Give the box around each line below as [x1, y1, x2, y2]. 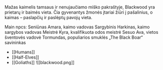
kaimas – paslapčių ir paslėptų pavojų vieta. [4, 15, 93, 20]
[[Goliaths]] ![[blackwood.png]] [11, 60, 74, 65]
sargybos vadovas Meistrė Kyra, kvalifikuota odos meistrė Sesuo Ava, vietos [4, 29, 159, 35]
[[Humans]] [11, 49, 35, 55]
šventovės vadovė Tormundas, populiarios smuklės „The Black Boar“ [4, 34, 143, 40]
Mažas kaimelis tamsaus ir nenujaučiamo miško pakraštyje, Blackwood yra [4, 4, 155, 10]
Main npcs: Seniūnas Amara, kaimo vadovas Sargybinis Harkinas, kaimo [4, 24, 150, 30]
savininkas [4, 40, 26, 46]
